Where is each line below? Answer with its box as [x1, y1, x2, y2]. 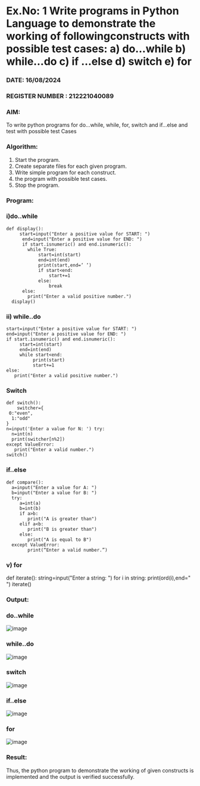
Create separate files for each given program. [14, 162, 127, 170]
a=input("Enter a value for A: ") [11, 484, 97, 490]
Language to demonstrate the [6, 17, 156, 30]
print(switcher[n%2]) [11, 436, 65, 443]
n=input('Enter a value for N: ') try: [6, 426, 105, 432]
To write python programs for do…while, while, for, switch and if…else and [6, 121, 188, 129]
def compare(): [6, 479, 44, 486]
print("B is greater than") [27, 526, 97, 532]
